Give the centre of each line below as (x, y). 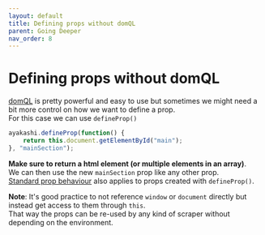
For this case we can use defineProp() (73, 118)
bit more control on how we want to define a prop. (92, 109)
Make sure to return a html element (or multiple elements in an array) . (128, 164)
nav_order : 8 (30, 38)
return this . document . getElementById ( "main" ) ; (103, 141)
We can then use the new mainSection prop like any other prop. (114, 172)
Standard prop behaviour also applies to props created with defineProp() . (131, 181)
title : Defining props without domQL (72, 23)
